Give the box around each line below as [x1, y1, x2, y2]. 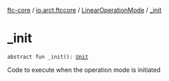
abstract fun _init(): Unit [7, 53, 89, 60]
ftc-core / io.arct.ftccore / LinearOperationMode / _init [7, 6, 162, 14]
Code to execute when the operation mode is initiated [7, 66, 161, 74]
